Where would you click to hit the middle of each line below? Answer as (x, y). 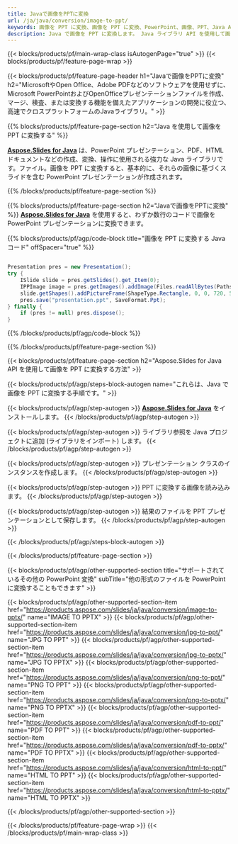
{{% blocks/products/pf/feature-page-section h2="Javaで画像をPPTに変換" (118, 206)
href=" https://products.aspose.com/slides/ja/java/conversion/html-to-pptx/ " (119, 790)
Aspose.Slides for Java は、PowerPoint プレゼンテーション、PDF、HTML (116, 150)
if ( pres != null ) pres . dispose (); (73, 313)
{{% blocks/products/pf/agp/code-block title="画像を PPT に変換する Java (116, 239)
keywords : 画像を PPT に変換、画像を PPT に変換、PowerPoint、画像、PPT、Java (116, 27)
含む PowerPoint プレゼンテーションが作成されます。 (109, 177)
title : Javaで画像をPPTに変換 (48, 14)
